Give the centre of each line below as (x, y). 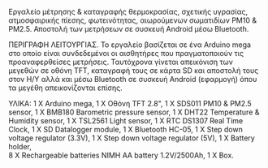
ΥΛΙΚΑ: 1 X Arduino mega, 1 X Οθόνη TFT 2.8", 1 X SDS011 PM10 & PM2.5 (130, 103)
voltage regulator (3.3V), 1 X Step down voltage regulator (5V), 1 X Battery (132, 138)
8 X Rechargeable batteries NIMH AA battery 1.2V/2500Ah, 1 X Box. (121, 155)
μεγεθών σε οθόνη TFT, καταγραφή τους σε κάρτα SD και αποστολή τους (134, 71)
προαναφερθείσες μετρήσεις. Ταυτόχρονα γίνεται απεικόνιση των (121, 62)
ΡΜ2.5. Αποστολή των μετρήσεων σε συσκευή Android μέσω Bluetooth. (129, 29)
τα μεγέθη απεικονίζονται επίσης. (66, 88)
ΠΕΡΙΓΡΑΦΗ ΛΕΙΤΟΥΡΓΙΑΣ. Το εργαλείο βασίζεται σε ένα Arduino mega (130, 45)
